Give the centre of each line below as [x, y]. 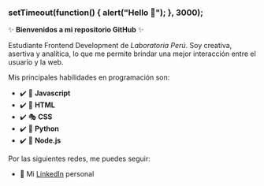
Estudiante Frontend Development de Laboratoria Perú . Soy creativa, [120, 46]
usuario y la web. [36, 62]
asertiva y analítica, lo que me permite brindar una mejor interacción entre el [132, 54]
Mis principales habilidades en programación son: [89, 77]
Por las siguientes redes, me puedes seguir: [80, 159]
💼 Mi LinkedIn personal [57, 174]
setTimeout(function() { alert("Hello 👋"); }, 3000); [106, 13]
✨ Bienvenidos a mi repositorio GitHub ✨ [76, 30]
